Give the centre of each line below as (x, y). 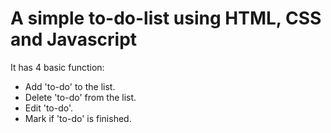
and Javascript (74, 39)
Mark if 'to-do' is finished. (78, 118)
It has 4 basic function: (57, 67)
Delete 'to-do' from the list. (80, 97)
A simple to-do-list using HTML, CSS (166, 18)
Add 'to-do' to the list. (70, 86)
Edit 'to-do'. (49, 108)
